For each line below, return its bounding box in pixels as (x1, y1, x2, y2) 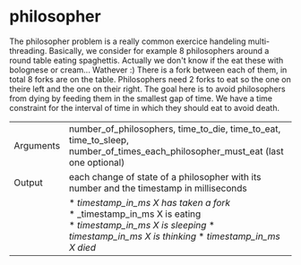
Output (13, 176, 43, 189)
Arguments (13, 139, 61, 151)
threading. (9, 45, 47, 56)
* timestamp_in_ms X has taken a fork (68, 196, 231, 209)
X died (68, 241, 97, 253)
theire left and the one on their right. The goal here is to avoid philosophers (9, 83, 286, 94)
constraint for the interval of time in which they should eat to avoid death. (9, 102, 280, 113)
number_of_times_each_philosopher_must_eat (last (68, 145, 284, 158)
